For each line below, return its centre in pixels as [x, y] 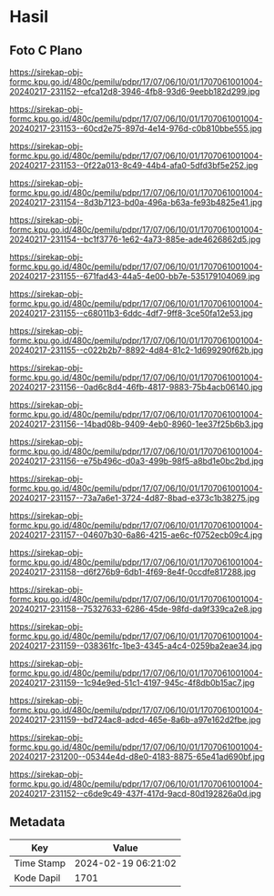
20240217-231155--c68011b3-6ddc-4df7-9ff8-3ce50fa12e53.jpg [131, 313]
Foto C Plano [46, 50]
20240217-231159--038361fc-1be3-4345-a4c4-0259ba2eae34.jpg [136, 646]
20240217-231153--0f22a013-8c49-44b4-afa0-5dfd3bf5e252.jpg [134, 165]
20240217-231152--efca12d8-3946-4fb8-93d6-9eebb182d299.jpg [135, 91]
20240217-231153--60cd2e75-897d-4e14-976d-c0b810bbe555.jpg [136, 128]
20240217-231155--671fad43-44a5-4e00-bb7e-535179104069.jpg [135, 276]
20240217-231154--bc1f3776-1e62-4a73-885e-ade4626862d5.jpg [135, 239]
